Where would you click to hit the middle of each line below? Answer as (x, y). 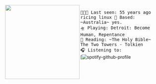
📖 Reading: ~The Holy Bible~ (116, 40)
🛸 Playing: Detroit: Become (115, 28)
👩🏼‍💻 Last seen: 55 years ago (116, 12)
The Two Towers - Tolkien (112, 44)
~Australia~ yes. (101, 22)
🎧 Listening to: (101, 50)
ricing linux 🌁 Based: (108, 17)
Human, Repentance (103, 35)
